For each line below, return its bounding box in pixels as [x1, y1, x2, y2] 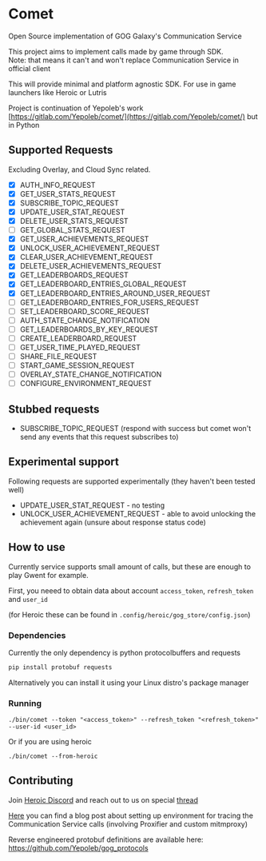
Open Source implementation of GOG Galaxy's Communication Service [8, 31, 242, 41]
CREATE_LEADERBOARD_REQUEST [19, 333, 137, 343]
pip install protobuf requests [8, 663, 113, 672]
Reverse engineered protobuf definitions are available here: [8, 835, 204, 844]
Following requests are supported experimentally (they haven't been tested [8, 476, 256, 486]
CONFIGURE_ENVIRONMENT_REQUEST [19, 379, 152, 389]
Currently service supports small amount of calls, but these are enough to [8, 561, 252, 572]
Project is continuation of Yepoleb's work [8, 103, 144, 113]
